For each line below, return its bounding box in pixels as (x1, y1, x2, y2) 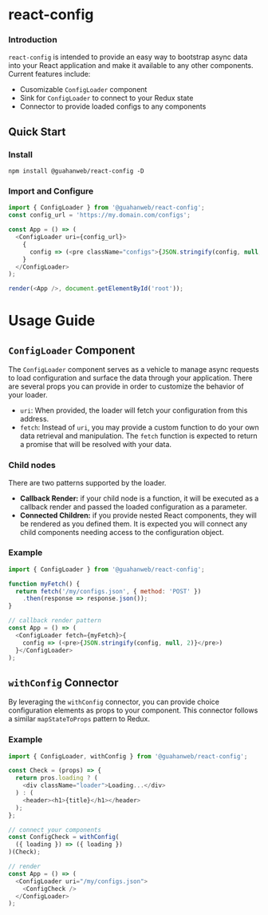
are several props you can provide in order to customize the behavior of (8, 382, 245, 391)
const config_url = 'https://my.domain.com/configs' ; (8, 211, 191, 219)
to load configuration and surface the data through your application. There (8, 374, 253, 383)
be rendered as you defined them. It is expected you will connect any (19, 518, 248, 529)
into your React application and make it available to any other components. (8, 61, 254, 70)
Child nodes (8, 460, 56, 471)
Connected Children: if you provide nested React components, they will (19, 510, 257, 520)
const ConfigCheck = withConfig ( (8, 833, 120, 841)
